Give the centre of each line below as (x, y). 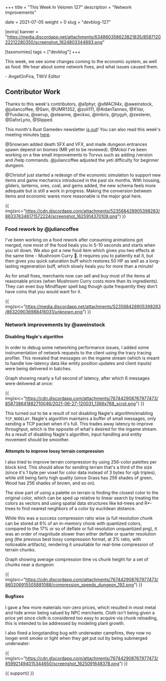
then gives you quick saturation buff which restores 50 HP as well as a (77, 261)
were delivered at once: (29, 384)
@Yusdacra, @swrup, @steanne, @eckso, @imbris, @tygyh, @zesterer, (78, 114)
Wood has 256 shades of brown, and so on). (50, 483)
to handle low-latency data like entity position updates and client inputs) (78, 363)
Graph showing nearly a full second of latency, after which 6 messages (77, 378)
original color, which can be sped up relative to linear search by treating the (82, 498)
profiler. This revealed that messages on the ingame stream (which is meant (82, 358)
